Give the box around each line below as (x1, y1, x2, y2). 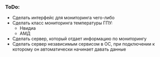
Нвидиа (19, 25, 36, 31)
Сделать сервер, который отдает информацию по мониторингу (12, 36, 147, 42)
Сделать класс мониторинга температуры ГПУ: (12, 20, 113, 26)
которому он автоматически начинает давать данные (12, 46, 126, 53)
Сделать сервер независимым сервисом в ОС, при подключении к (12, 41, 155, 47)
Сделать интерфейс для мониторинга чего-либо (12, 15, 115, 21)
